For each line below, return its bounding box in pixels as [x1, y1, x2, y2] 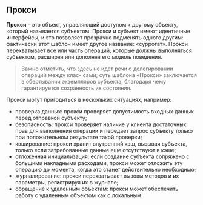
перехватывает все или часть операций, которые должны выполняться [6, 47, 193, 54]
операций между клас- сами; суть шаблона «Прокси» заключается [21, 71, 198, 78]
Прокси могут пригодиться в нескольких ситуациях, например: [6, 96, 172, 103]
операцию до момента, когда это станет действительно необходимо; [15, 166, 196, 173]
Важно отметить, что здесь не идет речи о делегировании [21, 65, 174, 72]
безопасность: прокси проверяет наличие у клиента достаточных [15, 121, 187, 128]
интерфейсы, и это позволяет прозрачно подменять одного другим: [6, 33, 184, 41]
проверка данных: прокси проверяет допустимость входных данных [15, 107, 195, 115]
